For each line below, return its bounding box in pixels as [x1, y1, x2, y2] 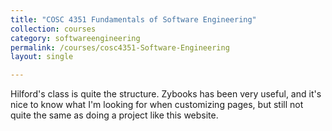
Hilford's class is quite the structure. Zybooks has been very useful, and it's [10, 88, 322, 100]
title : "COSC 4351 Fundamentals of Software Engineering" [10, 14, 257, 25]
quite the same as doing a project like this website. [10, 109, 219, 121]
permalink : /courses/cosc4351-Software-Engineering [10, 42, 230, 53]
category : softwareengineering [10, 33, 141, 43]
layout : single [10, 52, 74, 62]
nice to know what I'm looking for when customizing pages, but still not [10, 99, 304, 111]
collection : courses [10, 24, 97, 34]
